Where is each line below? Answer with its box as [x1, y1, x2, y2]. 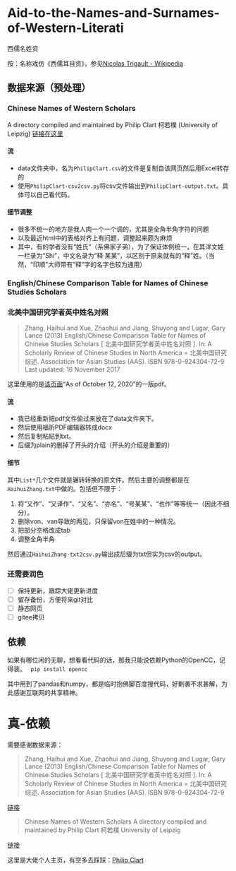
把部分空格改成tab [17, 526, 70, 534]
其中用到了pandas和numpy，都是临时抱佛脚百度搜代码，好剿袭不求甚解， [7, 680, 222, 688]
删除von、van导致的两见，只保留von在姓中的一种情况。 [17, 517, 180, 526]
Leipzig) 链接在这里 [7, 129, 63, 138]
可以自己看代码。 [23, 190, 74, 199]
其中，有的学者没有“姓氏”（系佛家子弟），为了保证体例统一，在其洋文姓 [17, 242, 224, 251]
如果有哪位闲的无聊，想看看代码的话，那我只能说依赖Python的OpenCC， [7, 656, 220, 665]
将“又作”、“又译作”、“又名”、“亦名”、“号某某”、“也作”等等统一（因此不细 [17, 499, 230, 508]
